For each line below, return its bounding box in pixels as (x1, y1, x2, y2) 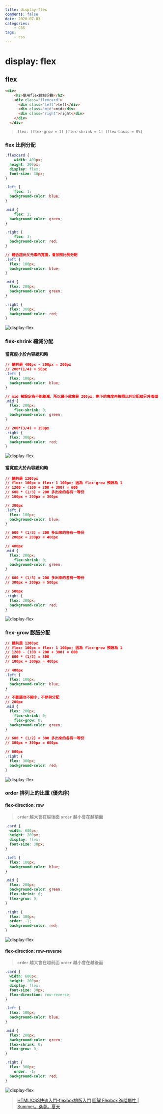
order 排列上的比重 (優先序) (5, 790, 70, 796)
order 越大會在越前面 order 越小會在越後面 (17, 960, 104, 966)
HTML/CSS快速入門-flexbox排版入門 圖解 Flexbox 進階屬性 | (17, 1097, 139, 1103)
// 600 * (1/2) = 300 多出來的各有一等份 (5, 736, 84, 741)
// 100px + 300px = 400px (5, 659, 58, 664)
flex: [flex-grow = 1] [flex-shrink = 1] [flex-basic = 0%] (17, 129, 143, 134)
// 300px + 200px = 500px (5, 580, 58, 585)
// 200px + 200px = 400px (5, 535, 58, 540)
